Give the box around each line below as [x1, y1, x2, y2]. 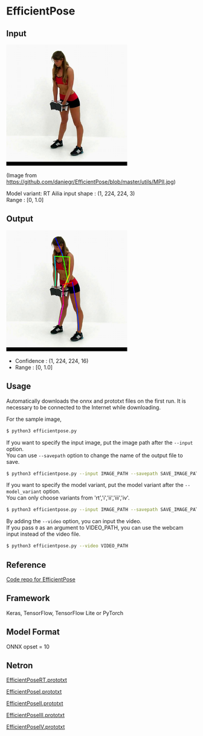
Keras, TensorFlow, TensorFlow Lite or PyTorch [6, 609, 124, 616]
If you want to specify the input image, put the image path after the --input [6, 438, 193, 446]
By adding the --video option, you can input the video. [6, 518, 142, 525]
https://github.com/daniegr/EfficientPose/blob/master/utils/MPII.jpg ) [6, 178, 176, 185]
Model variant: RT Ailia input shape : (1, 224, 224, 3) [6, 190, 135, 197]
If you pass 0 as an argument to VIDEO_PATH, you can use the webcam [6, 524, 184, 532]
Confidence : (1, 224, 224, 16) [14, 357, 89, 364]
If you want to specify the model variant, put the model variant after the [6, 481, 184, 489]
